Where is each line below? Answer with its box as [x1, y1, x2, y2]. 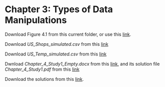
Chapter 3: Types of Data [5, 4, 113, 15]
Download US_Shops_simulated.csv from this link [5, 41, 108, 47]
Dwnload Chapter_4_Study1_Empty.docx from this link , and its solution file [5, 61, 160, 67]
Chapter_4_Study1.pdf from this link [5, 66, 80, 72]
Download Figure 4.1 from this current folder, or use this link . [5, 31, 131, 37]
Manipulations [5, 14, 67, 26]
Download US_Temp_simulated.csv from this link [5, 51, 107, 57]
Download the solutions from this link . [5, 76, 84, 82]
